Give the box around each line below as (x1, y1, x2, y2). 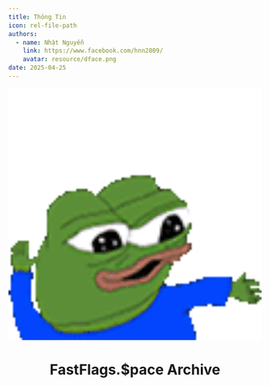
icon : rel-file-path (8, 21, 78, 30)
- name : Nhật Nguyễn (15, 39, 84, 47)
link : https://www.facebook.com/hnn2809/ (22, 47, 163, 55)
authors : (8, 30, 38, 38)
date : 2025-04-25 (8, 64, 67, 72)
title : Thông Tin (8, 13, 67, 21)
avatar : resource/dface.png (22, 55, 117, 63)
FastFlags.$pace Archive (49, 361, 221, 379)
